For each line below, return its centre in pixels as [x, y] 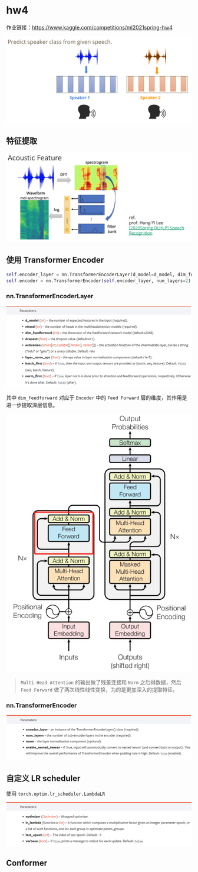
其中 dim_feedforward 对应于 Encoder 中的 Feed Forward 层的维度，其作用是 [97, 398]
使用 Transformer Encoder [55, 260]
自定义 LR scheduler [43, 778]
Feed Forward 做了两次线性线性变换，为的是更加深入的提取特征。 [99, 689]
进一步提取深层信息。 [32, 405]
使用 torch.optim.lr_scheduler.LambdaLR [56, 794]
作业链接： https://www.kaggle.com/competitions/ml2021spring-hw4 [89, 27]
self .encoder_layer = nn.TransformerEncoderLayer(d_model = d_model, [91, 275]
